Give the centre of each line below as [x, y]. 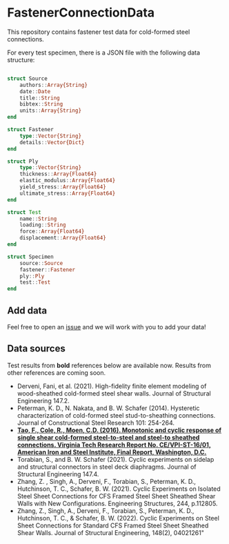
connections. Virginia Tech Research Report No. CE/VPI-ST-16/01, [114, 445]
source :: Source [41, 263]
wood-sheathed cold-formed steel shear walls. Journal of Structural [114, 393]
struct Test [24, 212]
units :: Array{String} [50, 111]
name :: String [38, 219]
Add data [27, 310]
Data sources [36, 349]
